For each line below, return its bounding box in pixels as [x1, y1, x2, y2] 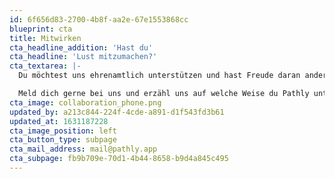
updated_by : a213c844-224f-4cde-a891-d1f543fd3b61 [9, 107, 225, 117]
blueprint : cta [9, 24, 73, 34]
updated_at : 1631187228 [9, 116, 109, 126]
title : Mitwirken [9, 33, 82, 43]
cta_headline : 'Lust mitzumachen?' [9, 52, 158, 62]
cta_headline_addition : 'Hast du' [9, 42, 154, 53]
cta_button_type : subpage [9, 135, 117, 145]
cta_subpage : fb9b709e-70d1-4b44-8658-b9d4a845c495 [9, 154, 229, 164]
